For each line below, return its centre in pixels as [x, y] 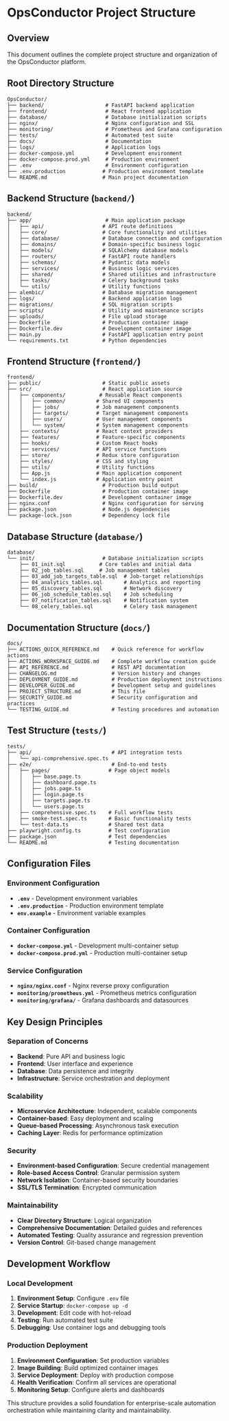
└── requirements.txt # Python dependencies [87, 340]
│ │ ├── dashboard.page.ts [52, 782]
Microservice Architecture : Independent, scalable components [107, 1111]
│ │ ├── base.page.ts [44, 776]
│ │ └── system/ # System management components [98, 425]
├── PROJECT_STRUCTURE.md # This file [76, 692]
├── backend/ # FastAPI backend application [101, 105]
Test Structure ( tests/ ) [57, 731]
